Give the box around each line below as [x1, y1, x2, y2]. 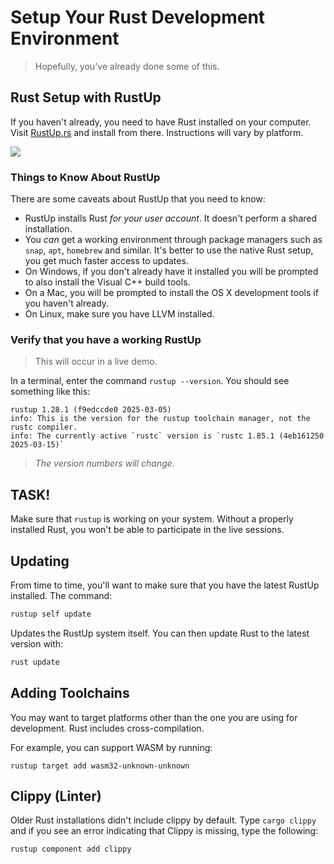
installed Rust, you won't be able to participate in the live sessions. [10, 524, 285, 536]
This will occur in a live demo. [34, 356, 158, 368]
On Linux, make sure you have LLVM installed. [24, 308, 215, 320]
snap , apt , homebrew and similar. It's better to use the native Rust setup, [24, 244, 314, 256]
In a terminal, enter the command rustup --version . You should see [10, 375, 290, 387]
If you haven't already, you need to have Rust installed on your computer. [10, 116, 312, 128]
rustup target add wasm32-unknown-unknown [10, 761, 190, 771]
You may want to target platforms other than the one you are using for [10, 711, 298, 723]
